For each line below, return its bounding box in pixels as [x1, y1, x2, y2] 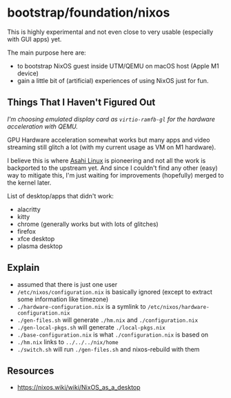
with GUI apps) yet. [7, 35, 62, 43]
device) [17, 69, 39, 77]
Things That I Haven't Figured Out [7, 97, 156, 108]
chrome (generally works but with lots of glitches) [17, 220, 159, 228]
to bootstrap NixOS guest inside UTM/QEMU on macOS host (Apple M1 [17, 61, 219, 70]
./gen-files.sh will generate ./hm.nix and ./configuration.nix [17, 316, 199, 324]
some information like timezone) [17, 295, 109, 303]
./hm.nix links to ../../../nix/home [17, 337, 119, 346]
